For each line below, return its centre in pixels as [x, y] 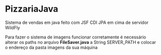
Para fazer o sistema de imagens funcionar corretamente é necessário [76, 37]
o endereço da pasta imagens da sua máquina [52, 47]
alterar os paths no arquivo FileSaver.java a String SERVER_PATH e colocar [81, 42]
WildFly [13, 27]
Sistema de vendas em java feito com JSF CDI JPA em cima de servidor [77, 22]
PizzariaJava [32, 9]
